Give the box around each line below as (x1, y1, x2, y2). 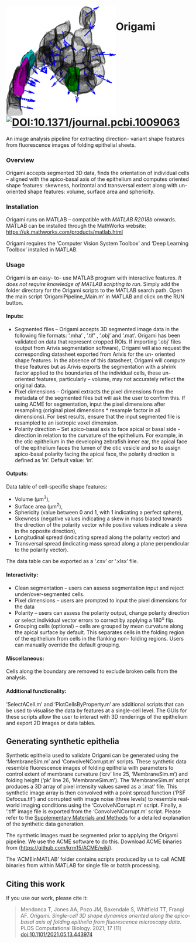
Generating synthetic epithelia (6, 736, 119, 746)
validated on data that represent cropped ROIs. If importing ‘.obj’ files (14, 338, 181, 345)
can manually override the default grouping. (14, 641, 121, 648)
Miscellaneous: (6, 655, 44, 662)
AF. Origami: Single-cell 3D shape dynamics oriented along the (20, 912, 174, 920)
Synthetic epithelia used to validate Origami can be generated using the (6, 752, 179, 759)
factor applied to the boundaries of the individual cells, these (14, 369, 161, 376)
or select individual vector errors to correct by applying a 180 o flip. (14, 615, 175, 624)
